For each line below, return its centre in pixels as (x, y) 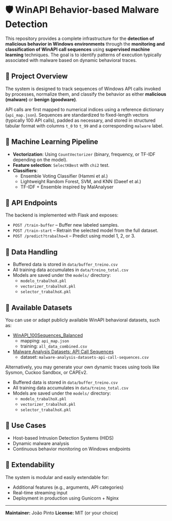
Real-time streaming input (40, 492)
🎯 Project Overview (37, 77)
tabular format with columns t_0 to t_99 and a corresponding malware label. (84, 125)
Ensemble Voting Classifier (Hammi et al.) (64, 176)
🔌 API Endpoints (31, 203)
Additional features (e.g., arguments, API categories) (68, 487)
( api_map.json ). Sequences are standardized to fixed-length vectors (77, 115)
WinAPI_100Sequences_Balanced (48, 335)
